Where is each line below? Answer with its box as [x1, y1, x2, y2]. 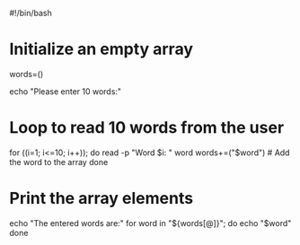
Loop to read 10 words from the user [9, 118, 285, 138]
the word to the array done [9, 156, 109, 167]
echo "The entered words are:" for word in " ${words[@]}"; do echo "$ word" [9, 217, 292, 228]
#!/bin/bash [9, 8, 52, 18]
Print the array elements [9, 188, 194, 209]
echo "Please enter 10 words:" [9, 85, 122, 97]
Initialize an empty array [9, 39, 194, 59]
